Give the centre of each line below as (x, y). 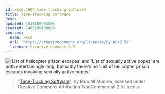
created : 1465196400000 (30, 28)
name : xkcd (21, 38)
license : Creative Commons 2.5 (42, 47)
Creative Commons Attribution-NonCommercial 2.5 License (79, 86)
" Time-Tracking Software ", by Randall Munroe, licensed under (81, 81)
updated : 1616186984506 (30, 24)
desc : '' (14, 19)
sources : (14, 33)
